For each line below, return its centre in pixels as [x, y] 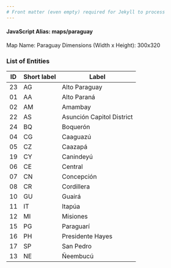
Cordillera [76, 187]
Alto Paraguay [82, 87]
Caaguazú [77, 137]
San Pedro [77, 247]
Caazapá [75, 147]
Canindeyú [78, 157]
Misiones [75, 217]
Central [73, 167]
